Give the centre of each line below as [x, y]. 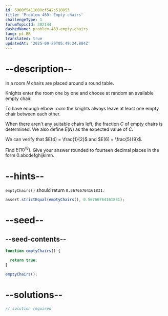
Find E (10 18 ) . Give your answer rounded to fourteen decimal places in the [82, 149]
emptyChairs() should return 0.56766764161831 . [55, 190]
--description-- [39, 68]
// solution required [28, 308]
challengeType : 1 [24, 19]
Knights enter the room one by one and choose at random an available [79, 93]
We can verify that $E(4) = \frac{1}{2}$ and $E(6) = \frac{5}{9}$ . [74, 139]
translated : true [24, 39]
